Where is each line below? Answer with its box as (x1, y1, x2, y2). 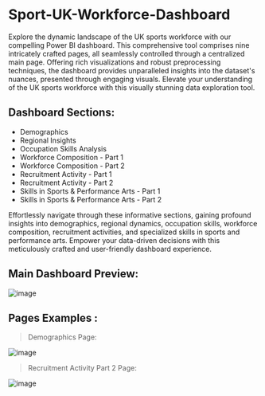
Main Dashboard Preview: (8, 267, 139, 280)
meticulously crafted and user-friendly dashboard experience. (8, 244, 212, 253)
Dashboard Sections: (8, 106, 115, 120)
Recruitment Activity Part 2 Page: (27, 363, 137, 373)
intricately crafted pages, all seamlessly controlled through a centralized (8, 49, 245, 58)
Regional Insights (19, 135, 77, 145)
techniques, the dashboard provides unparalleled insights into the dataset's (8, 65, 255, 75)
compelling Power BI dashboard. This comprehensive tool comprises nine (8, 40, 250, 49)
